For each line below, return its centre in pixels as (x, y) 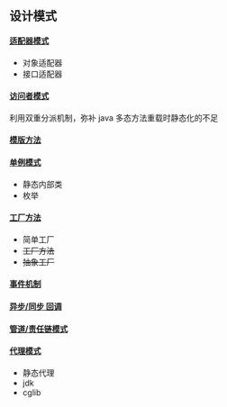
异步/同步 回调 (36, 306)
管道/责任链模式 (39, 329)
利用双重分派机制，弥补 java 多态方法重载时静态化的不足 (114, 118)
